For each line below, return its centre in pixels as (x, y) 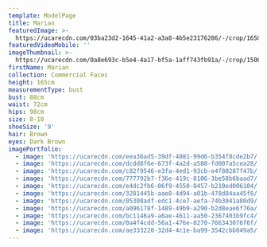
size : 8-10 (26, 120)
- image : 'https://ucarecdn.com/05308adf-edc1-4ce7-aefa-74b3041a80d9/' (138, 201)
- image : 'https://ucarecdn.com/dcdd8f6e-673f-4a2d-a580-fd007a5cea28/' (138, 164)
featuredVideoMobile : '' (49, 45)
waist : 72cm (28, 104)
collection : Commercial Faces (58, 75)
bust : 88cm (26, 97)
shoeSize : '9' (32, 127)
